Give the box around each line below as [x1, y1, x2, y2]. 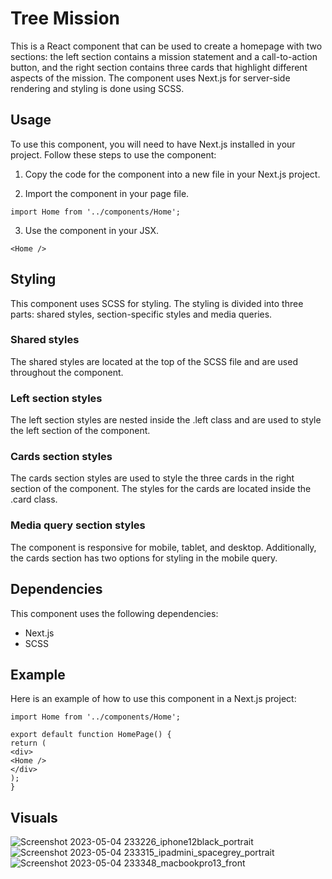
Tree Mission [10, 7, 121, 30]
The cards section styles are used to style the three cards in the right [10, 472, 295, 484]
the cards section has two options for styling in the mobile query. [10, 552, 278, 564]
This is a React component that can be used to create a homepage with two [10, 40, 323, 52]
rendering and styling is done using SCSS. [10, 82, 185, 94]
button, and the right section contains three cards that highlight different [10, 61, 308, 73]
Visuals [10, 809, 58, 826]
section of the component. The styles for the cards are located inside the [10, 483, 312, 495]
